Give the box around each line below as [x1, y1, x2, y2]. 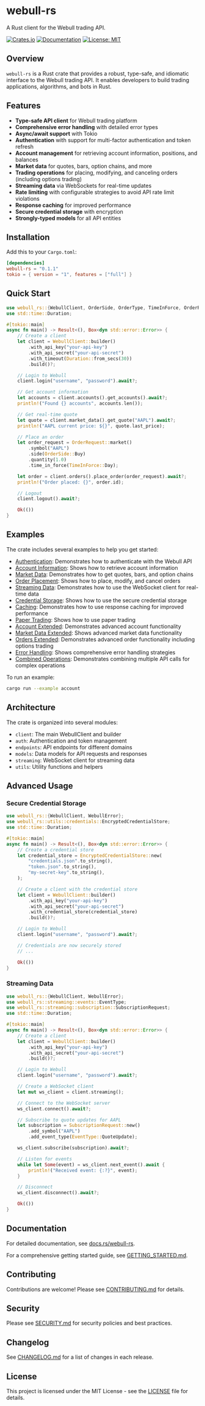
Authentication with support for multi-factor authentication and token [15, 136, 191, 144]
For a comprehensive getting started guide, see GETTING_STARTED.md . [6, 1251, 188, 1258]
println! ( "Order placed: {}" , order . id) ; [17, 479, 124, 485]
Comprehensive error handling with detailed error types [15, 123, 159, 130]
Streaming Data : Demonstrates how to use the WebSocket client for [15, 583, 185, 591]
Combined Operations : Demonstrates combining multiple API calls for [15, 655, 190, 662]
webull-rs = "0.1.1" [6, 266, 59, 272]
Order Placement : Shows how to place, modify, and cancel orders [15, 577, 181, 585]
